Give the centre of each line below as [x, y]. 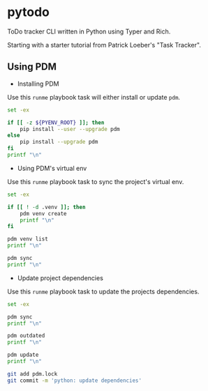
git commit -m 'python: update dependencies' [74, 381]
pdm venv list [28, 239]
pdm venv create [44, 213]
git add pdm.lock [32, 374]
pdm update [23, 355]
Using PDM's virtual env [52, 168]
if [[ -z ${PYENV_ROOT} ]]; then [56, 123]
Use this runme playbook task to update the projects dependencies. [103, 291]
